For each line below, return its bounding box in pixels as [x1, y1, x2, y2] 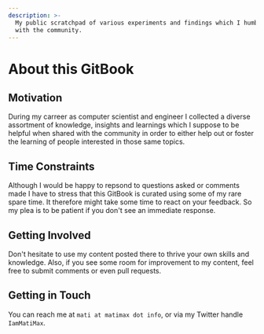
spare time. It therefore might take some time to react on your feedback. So [8, 197, 252, 207]
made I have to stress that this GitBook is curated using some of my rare [8, 189, 242, 199]
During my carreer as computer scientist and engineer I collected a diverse [8, 112, 251, 122]
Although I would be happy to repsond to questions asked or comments [8, 181, 240, 190]
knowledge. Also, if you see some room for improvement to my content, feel [8, 258, 254, 267]
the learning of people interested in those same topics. [8, 137, 185, 146]
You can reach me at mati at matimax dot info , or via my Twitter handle [8, 310, 244, 319]
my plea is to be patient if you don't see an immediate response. [8, 206, 216, 215]
